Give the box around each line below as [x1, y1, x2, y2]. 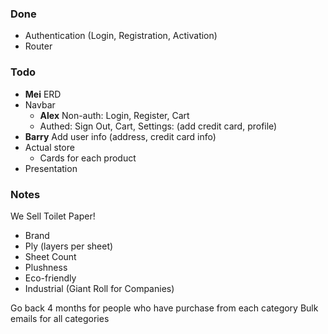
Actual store [24, 141, 75, 153]
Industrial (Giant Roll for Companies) [24, 282, 175, 294]
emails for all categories [10, 312, 110, 324]
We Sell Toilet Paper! [10, 210, 96, 222]
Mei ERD [24, 88, 62, 100]
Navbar [24, 98, 56, 111]
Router [24, 40, 53, 52]
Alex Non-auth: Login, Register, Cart [39, 109, 190, 121]
